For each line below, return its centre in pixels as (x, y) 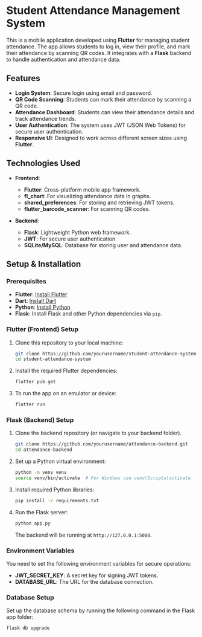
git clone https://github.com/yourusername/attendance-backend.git (101, 444)
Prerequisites (26, 281)
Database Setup (30, 597)
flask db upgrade (28, 628)
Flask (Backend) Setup (40, 419)
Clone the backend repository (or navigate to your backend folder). (98, 433)
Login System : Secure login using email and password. (84, 93)
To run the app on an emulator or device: (65, 393)
